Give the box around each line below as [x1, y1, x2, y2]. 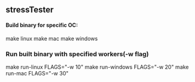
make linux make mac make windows [5, 35, 98, 42]
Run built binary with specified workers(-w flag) [5, 50, 149, 58]
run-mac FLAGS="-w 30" [5, 69, 69, 77]
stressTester [5, 5, 54, 15]
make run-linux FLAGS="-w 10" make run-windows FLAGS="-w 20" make [5, 63, 189, 71]
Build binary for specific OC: [5, 21, 78, 29]
